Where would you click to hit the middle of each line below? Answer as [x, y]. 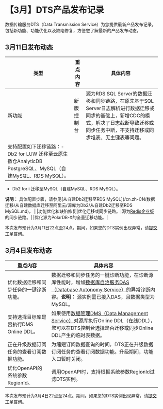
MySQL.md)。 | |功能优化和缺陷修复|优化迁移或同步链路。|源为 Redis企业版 [80, 211]
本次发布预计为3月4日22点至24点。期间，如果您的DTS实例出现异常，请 [77, 395]
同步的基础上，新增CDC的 [115, 115]
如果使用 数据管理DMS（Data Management [100, 313]
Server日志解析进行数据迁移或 [120, 108]
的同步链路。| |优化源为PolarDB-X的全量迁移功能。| [57, 217]
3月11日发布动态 [29, 47]
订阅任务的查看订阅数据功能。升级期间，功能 [102, 352]
